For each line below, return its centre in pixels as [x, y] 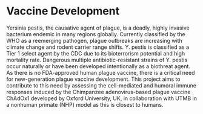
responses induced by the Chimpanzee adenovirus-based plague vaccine [98, 92]
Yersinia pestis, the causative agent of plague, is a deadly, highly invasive [98, 28]
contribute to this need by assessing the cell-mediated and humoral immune [101, 85]
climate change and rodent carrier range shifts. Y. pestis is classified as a [98, 47]
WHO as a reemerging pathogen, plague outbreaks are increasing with [95, 40]
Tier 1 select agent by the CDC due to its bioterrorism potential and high [96, 53]
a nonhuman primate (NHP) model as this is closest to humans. [85, 104]
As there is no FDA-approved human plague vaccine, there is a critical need [101, 72]
